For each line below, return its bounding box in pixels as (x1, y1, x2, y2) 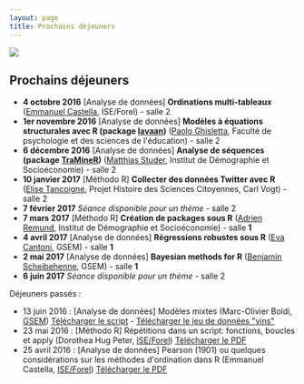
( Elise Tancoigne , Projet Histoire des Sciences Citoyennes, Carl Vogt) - (22, 184, 288, 195)
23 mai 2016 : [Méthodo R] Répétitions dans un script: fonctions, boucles (22, 325, 296, 337)
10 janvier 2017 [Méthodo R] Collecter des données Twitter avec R (22, 174, 276, 185)
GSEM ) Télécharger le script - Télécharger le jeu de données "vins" (22, 316, 275, 327)
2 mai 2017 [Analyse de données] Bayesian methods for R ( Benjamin (22, 251, 282, 262)
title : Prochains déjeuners (9, 22, 116, 31)
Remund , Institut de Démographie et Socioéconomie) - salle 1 (22, 222, 252, 233)
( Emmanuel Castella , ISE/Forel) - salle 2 (22, 106, 171, 117)
